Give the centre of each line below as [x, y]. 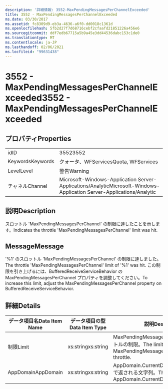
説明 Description [30, 211]
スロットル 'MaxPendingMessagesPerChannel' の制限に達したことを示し [80, 224]
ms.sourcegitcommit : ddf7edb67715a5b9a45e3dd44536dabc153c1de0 [72, 33]
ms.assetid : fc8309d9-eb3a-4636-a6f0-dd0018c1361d [59, 24]
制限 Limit [18, 347]
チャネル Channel [27, 186]
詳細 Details [23, 306]
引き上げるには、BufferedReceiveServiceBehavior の [68, 271]
